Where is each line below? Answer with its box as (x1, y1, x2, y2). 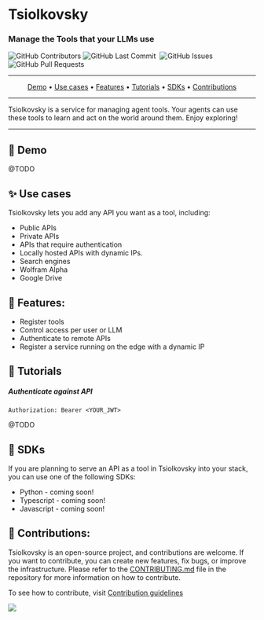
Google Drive (19, 273, 63, 283)
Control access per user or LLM (19, 325, 123, 335)
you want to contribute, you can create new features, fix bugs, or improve (8, 556, 247, 565)
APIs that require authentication (19, 240, 123, 249)
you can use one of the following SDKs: (8, 472, 136, 482)
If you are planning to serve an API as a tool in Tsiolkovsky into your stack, (8, 464, 248, 473)
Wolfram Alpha (19, 265, 68, 274)
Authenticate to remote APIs (19, 333, 112, 343)
